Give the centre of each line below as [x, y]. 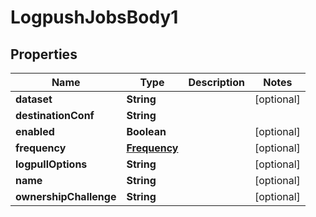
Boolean [146, 131]
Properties [44, 54]
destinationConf [55, 115]
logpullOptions [51, 164]
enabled [35, 131]
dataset [34, 99]
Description [216, 82]
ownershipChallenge [66, 196]
